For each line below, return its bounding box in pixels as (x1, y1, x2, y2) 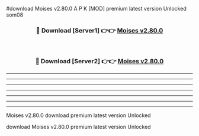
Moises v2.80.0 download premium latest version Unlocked (6, 112, 151, 119)
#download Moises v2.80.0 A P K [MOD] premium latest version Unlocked (6, 5, 187, 12)
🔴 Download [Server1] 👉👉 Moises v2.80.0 (36, 26, 163, 34)
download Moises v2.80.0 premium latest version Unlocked (6, 123, 151, 130)
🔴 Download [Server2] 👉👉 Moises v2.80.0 (35, 57, 164, 66)
